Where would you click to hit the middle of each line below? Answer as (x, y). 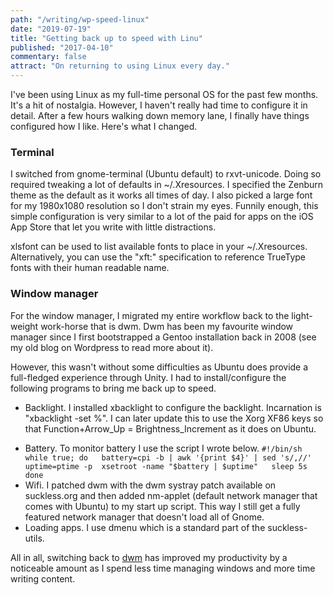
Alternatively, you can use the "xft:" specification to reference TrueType (158, 257)
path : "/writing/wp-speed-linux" (80, 19)
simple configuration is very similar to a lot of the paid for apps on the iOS (162, 217)
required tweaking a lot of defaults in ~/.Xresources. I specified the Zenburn (167, 185)
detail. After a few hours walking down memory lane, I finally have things (160, 115)
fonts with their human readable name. (90, 268)
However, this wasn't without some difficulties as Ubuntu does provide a (159, 367)
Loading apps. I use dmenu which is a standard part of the (145, 527)
